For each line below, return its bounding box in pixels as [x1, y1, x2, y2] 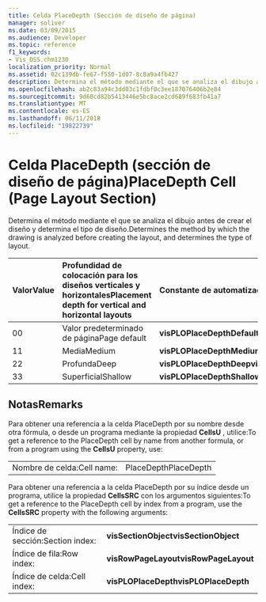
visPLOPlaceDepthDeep [159, 358, 251, 369]
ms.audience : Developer [8, 33, 87, 42]
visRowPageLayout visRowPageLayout [106, 553, 254, 564]
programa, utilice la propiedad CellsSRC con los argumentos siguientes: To [8, 490, 251, 500]
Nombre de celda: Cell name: [12, 462, 118, 473]
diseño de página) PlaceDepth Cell [8, 172, 237, 191]
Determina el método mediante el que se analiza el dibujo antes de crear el [8, 215, 252, 225]
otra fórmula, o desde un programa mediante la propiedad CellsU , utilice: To [8, 427, 256, 437]
